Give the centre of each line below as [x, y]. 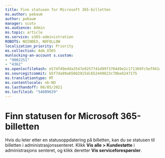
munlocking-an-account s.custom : [39, 55]
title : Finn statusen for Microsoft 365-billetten [58, 10]
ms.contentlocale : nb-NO [30, 82]
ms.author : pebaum [24, 14]
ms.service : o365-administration [39, 37]
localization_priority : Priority [39, 46]
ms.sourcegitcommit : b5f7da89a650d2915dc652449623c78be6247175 [71, 74]
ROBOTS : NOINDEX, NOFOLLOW [33, 42]
